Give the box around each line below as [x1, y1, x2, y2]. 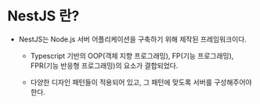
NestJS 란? [7, 7, 80, 25]
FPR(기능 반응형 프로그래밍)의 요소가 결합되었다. [30, 60, 179, 70]
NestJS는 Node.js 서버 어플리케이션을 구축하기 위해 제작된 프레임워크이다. [18, 34, 247, 44]
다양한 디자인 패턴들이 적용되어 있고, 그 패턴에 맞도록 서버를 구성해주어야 [30, 77, 252, 87]
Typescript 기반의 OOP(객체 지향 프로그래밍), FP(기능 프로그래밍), [30, 51, 234, 60]
